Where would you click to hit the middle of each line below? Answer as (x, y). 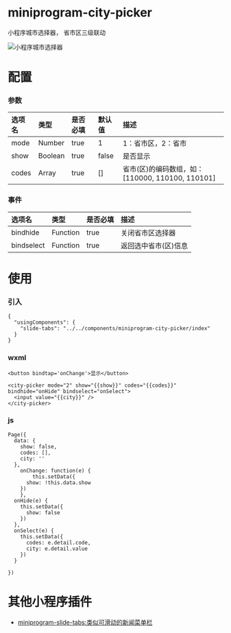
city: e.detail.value (57, 549)
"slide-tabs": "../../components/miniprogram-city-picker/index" (115, 329)
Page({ (17, 434)
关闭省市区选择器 (148, 232)
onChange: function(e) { (56, 470)
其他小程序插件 (50, 602)
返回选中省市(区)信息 (154, 246)
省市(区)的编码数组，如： (163, 169)
